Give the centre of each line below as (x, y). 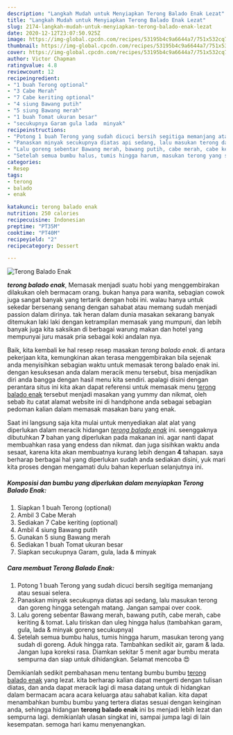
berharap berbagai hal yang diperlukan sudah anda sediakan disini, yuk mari (116, 460)
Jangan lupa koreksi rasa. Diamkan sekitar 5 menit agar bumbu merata (118, 652)
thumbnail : (23, 46)
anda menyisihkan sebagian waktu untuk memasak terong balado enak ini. (114, 365)
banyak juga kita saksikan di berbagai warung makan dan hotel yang (105, 329)
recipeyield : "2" (32, 239)
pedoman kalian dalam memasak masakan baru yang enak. (92, 409)
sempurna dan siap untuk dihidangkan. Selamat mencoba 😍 (103, 659)
